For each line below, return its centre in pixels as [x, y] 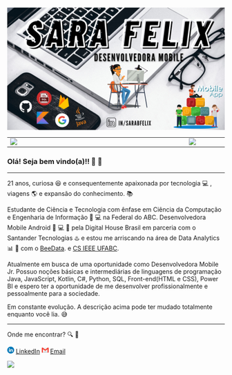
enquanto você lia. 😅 [37, 314]
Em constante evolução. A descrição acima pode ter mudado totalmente [110, 307]
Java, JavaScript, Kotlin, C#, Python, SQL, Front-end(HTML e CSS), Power [113, 279]
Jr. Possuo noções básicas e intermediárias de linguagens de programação [115, 272]
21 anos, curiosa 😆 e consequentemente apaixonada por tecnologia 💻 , [110, 183]
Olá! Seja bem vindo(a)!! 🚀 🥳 [55, 161]
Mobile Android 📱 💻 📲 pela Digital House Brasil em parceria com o [101, 227]
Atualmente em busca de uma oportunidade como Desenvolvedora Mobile [113, 264]
